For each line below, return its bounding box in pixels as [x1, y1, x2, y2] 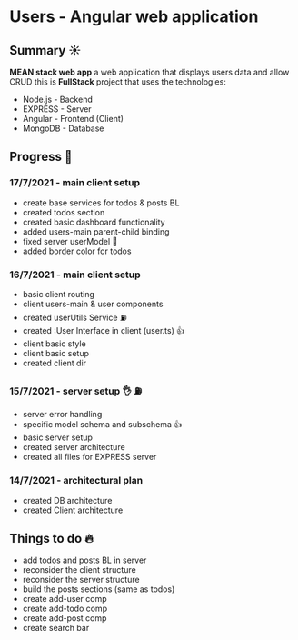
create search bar [22, 623, 90, 634]
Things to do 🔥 [9, 530, 94, 546]
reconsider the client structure [22, 565, 136, 575]
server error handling [22, 409, 103, 420]
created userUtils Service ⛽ [22, 312, 127, 323]
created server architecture [22, 442, 125, 453]
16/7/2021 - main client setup [9, 268, 141, 281]
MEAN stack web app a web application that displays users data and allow [9, 66, 290, 77]
